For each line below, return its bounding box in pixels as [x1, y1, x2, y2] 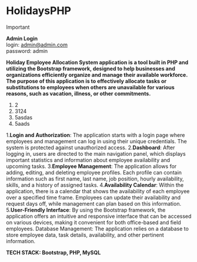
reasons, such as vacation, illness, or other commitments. [6, 90, 151, 97]
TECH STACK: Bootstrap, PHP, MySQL [6, 248, 101, 256]
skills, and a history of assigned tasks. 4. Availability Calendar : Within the [6, 181, 184, 189]
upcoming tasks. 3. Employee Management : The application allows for [6, 163, 177, 170]
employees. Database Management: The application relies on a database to [6, 225, 189, 232]
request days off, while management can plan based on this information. [6, 200, 181, 207]
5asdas [14, 113, 33, 121]
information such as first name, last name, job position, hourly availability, [6, 175, 184, 182]
